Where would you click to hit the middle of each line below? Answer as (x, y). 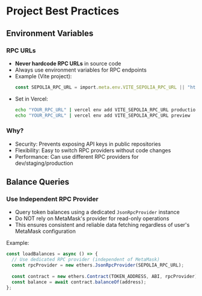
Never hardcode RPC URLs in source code (68, 63)
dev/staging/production (44, 163)
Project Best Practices (63, 11)
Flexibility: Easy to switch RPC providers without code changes (93, 150)
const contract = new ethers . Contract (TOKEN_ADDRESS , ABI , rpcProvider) (105, 276)
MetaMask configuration (45, 231)
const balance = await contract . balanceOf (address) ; (79, 282)
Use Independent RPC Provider (52, 199)
